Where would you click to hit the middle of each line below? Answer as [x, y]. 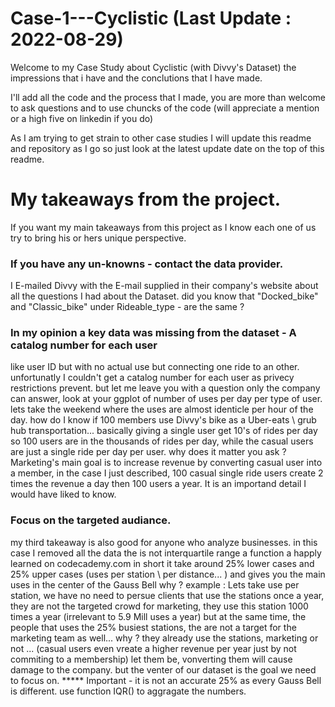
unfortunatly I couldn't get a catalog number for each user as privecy [152, 378]
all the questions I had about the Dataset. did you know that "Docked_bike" [164, 296]
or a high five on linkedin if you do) [82, 118]
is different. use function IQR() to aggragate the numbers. [128, 691]
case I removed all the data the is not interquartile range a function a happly [166, 553]
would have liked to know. [63, 494]
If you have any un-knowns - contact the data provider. [147, 264]
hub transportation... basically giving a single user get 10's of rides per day [164, 431]
